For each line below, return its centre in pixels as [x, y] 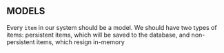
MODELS [26, 11]
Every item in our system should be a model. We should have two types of [112, 27]
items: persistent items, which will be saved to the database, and [98, 35]
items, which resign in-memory [80, 42]
